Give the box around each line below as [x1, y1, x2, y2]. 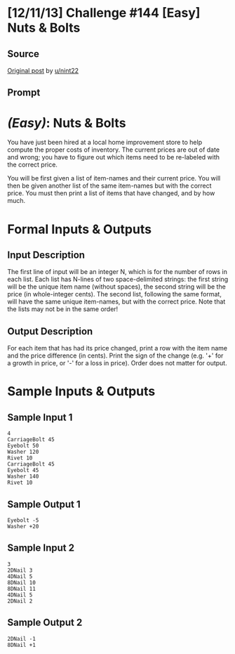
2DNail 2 [7, 597, 33, 605]
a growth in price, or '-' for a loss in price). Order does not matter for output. [7, 359, 227, 367]
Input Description [7, 249, 86, 261]
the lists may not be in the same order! [7, 305, 119, 313]
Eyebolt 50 [7, 443, 39, 450]
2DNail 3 [7, 567, 33, 574]
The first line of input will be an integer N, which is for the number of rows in [7, 268, 228, 276]
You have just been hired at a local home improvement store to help [7, 138, 202, 147]
